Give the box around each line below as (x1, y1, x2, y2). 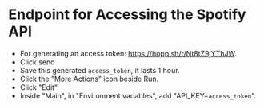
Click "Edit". (19, 82, 60, 92)
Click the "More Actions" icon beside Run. (19, 74, 158, 83)
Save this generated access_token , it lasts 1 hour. (19, 65, 180, 75)
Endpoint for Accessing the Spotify (8, 6, 246, 24)
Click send (19, 57, 55, 67)
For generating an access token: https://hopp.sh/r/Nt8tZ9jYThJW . (19, 48, 238, 58)
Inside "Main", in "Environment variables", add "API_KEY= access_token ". (19, 91, 257, 100)
